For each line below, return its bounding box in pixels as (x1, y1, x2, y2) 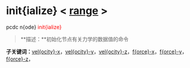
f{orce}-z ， (6, 55, 34, 62)
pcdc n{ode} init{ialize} (6, 23, 62, 30)
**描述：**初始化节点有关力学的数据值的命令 (20, 35, 129, 42)
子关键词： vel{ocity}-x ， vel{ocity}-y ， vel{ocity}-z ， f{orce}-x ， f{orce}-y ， (6, 48, 188, 55)
